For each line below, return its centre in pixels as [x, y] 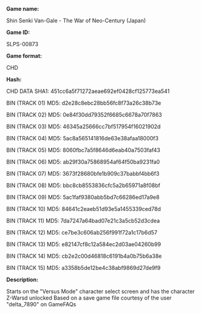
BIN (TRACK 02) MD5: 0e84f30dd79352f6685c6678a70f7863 [84, 115]
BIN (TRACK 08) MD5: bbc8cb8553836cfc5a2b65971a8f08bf [83, 185]
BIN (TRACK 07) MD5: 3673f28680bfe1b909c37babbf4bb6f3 [83, 174]
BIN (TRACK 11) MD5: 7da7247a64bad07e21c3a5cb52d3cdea [83, 221]
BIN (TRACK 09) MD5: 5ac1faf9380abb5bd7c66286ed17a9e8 [83, 197]
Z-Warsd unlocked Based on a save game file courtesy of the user [89, 298]
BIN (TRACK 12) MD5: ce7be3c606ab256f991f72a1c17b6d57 [82, 232]
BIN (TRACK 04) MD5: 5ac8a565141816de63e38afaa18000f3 [83, 138]
